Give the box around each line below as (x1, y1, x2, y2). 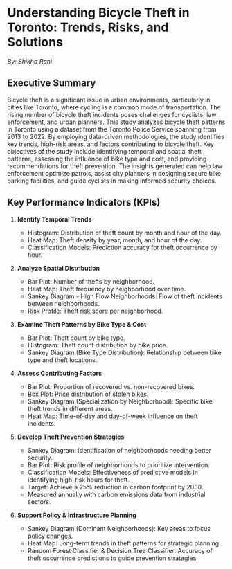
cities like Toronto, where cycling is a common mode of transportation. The (7, 102, 222, 111)
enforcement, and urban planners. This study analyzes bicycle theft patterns (7, 118, 226, 126)
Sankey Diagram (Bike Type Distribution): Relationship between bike (27, 348, 222, 356)
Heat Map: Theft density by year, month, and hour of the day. (27, 235, 202, 244)
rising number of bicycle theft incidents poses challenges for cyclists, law (7, 110, 217, 118)
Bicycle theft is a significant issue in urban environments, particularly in (7, 96, 211, 104)
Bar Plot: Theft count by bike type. (27, 334, 126, 342)
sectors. (27, 497, 51, 506)
